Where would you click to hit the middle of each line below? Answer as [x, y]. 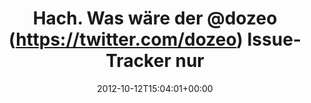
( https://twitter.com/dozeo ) [126, 39]
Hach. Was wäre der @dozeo [155, 18]
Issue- [274, 39]
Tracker [138, 61]
